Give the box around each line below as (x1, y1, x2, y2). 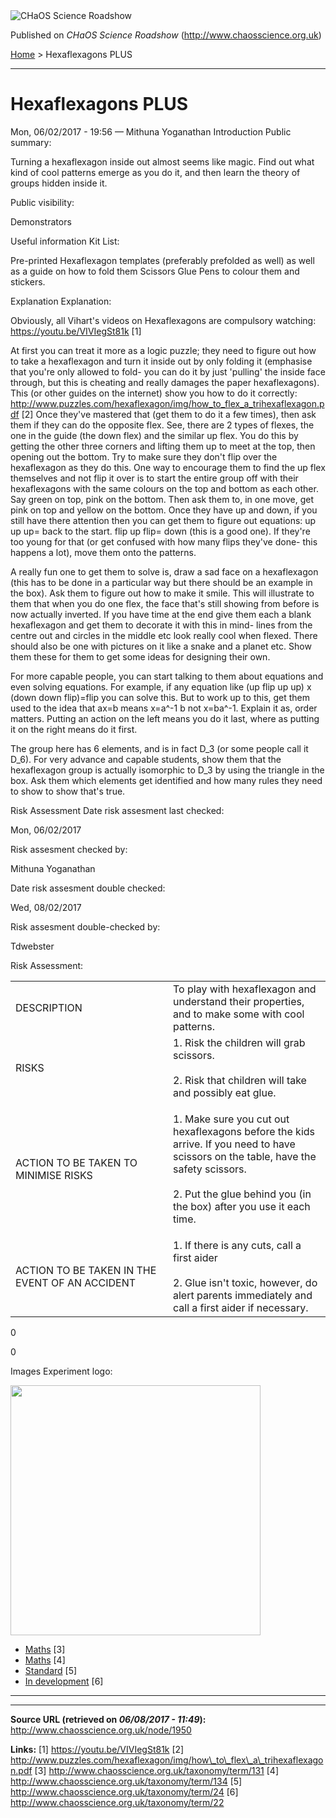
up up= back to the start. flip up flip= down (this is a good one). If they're (10, 525, 311, 537)
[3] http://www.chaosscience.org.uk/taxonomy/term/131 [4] (34, 1764, 280, 1776)
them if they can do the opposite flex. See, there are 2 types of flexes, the (10, 419, 315, 431)
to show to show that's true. (10, 785, 126, 797)
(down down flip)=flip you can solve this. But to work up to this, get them (10, 691, 311, 703)
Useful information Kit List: (10, 235, 120, 247)
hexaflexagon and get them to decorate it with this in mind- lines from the (10, 619, 313, 631)
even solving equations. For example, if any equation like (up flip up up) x (10, 680, 312, 693)
